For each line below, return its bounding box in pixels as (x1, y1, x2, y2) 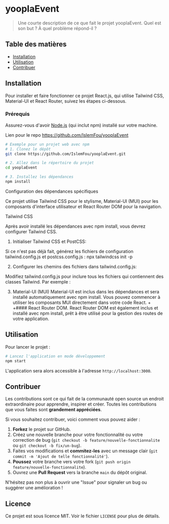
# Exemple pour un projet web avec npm (5, 142, 90, 147)
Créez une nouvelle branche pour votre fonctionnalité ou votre (12, 431, 143, 438)
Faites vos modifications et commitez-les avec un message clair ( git (12, 448, 158, 454)
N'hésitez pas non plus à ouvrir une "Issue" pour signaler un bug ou (5, 479, 147, 485)
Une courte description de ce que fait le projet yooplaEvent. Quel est (17, 20, 161, 26)
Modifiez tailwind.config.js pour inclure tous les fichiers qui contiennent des (5, 273, 164, 280)
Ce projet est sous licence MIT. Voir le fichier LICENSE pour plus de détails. (5, 513, 160, 519)
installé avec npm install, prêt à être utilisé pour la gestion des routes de (12, 310, 163, 316)
